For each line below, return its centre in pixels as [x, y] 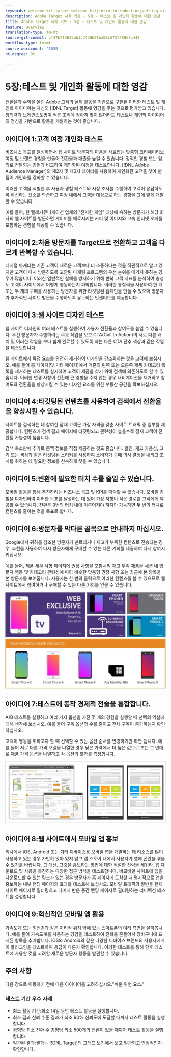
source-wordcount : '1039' [33, 49]
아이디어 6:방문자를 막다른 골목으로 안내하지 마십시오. [84, 528]
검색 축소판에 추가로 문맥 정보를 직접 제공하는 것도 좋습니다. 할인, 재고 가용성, [82, 448]
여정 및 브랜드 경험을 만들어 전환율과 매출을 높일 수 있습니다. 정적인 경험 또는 [81, 159]
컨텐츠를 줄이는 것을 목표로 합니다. [39, 511]
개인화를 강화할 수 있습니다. [42, 178]
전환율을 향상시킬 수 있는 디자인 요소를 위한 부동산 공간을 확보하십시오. [89, 384]
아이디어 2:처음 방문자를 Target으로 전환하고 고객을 [81, 243]
